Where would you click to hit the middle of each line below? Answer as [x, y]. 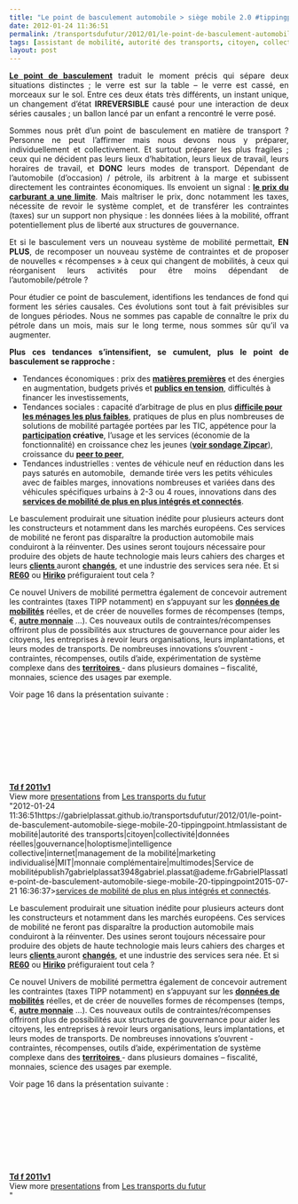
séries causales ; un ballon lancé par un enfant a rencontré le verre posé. [143, 114]
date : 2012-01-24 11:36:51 [59, 26]
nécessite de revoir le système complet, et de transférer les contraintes [149, 206]
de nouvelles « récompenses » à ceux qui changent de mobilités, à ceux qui [149, 261]
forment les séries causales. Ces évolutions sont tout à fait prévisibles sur [149, 306]
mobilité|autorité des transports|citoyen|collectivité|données [120, 835]
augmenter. [30, 335]
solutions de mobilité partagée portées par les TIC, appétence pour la [149, 426]
